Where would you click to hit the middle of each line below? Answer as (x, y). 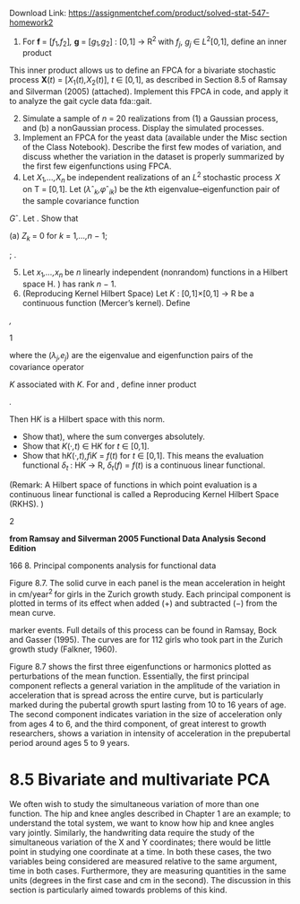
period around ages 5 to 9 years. (69, 743)
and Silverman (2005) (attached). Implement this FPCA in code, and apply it (149, 92)
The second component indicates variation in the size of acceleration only (146, 715)
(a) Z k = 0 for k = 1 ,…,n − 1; (58, 237)
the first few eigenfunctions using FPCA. (97, 166)
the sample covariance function (81, 200)
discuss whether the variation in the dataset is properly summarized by (153, 157)
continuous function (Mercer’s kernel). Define (106, 303)
